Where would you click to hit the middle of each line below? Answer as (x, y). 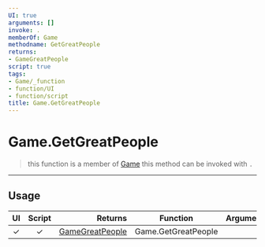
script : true (30, 67)
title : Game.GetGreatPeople (54, 103)
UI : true (22, 15)
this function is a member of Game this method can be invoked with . (140, 164)
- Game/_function (37, 81)
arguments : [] (32, 23)
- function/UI (32, 88)
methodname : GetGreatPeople (54, 45)
